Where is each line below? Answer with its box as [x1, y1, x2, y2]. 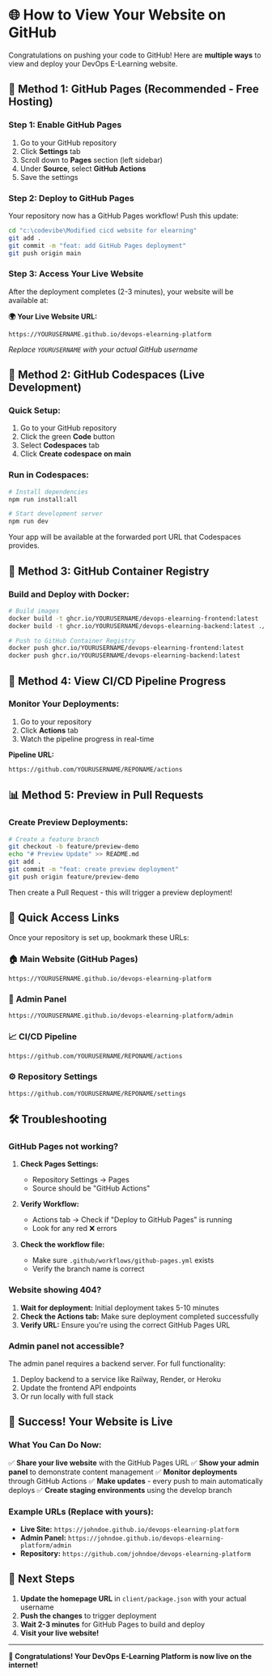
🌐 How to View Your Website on [8, 6, 227, 24]
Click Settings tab [19, 146, 81, 156]
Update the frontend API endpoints [19, 1383, 137, 1393]
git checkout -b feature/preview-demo [8, 843, 139, 851]
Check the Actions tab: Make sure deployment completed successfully [19, 1311, 259, 1321]
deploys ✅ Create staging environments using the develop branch [8, 1485, 232, 1494]
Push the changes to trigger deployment [19, 1610, 157, 1620]
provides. [8, 541, 40, 550]
